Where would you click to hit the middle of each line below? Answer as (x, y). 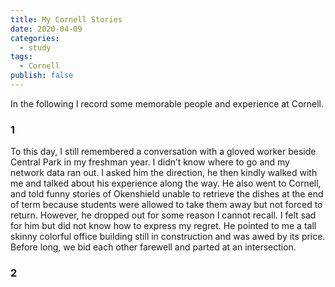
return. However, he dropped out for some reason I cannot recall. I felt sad (163, 215)
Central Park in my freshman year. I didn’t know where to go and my (150, 162)
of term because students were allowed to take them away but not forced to (166, 205)
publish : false (42, 76)
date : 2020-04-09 (46, 29)
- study (35, 47)
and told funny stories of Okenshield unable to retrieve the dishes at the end (167, 194)
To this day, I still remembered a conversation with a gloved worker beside (163, 152)
